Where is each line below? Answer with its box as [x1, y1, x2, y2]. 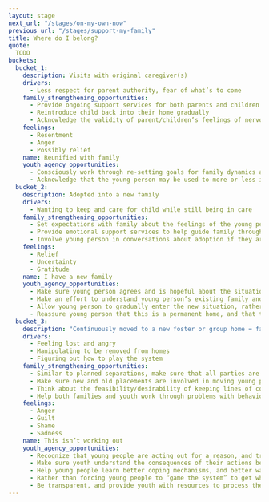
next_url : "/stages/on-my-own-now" [8, 19, 127, 27]
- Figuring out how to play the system [29, 354, 163, 363]
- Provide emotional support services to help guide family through [29, 228, 263, 237]
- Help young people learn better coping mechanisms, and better [29, 467, 252, 475]
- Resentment [29, 131, 74, 139]
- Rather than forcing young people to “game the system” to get [29, 474, 252, 482]
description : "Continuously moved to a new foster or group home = [22, 325, 252, 333]
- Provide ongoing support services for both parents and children [29, 101, 260, 109]
